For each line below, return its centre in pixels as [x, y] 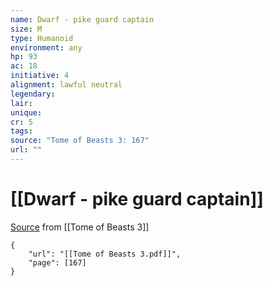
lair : [21, 103]
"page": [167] [57, 262]
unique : [26, 112]
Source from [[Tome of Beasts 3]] [80, 227]
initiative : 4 [40, 76]
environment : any [46, 47]
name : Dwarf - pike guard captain [82, 19]
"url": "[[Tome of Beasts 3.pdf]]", [105, 254]
